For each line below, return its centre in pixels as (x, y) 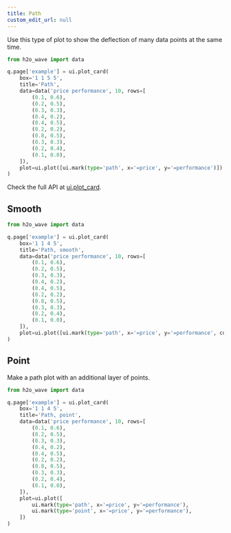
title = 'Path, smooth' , (52, 250)
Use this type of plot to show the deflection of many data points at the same (115, 39)
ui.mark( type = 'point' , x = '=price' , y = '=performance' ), (112, 511)
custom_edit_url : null (40, 20)
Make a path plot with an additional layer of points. (78, 377)
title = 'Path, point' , (50, 415)
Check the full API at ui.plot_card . (54, 187)
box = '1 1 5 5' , (41, 78)
